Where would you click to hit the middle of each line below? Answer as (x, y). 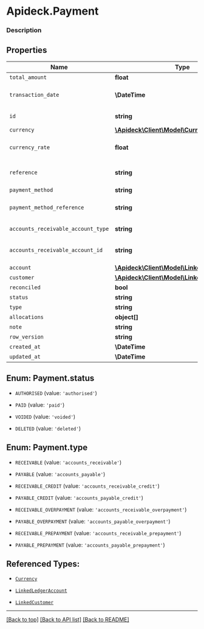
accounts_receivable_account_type (59, 229)
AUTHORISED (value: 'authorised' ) (56, 393)
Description (24, 30)
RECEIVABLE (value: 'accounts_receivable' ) (68, 462)
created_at (25, 346)
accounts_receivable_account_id (56, 250)
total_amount (28, 77)
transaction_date (34, 95)
